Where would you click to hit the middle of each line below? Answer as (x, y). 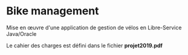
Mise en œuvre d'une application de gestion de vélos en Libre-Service (94, 27)
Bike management (53, 11)
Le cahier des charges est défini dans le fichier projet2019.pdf (85, 45)
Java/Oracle (21, 33)
